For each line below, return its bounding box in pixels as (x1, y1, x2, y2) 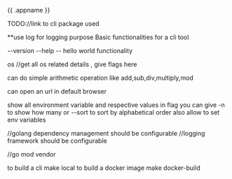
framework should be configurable (7, 136, 107, 145)
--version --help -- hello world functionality (7, 47, 133, 55)
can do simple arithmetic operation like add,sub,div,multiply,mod (7, 73, 194, 82)
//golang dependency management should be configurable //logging (7, 129, 205, 137)
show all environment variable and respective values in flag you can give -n (7, 101, 226, 109)
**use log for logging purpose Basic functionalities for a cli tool (7, 33, 189, 41)
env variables (7, 115, 46, 124)
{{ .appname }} (7, 6, 50, 14)
